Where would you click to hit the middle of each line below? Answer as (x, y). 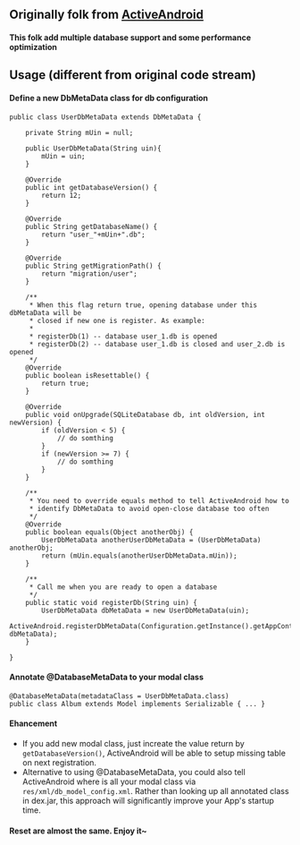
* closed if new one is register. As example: (117, 320)
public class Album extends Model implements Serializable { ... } (137, 704)
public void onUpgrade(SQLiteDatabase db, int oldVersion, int (146, 414)
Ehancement (33, 723)
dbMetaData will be (46, 312)
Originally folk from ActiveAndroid (106, 15)
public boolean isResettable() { (87, 375)
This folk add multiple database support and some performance (130, 37)
